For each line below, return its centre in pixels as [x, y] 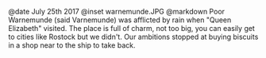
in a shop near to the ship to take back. [72, 45]
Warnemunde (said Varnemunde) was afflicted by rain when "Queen [120, 20]
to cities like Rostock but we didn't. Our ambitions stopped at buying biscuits [133, 37]
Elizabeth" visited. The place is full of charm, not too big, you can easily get [132, 28]
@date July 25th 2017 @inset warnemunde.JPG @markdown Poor [116, 12]
